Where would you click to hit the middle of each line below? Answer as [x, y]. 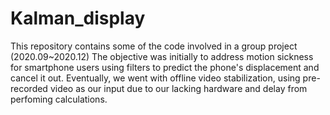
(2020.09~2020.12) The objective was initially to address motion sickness [162, 56]
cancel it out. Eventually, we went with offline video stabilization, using [155, 78]
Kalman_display [78, 18]
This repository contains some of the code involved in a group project [154, 46]
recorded [29, 88]
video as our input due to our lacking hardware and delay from [178, 88]
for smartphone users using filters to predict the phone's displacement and [165, 67]
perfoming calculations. [59, 99]
